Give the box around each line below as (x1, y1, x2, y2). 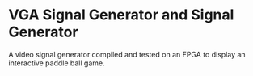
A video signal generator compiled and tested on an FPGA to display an (8, 49, 246, 59)
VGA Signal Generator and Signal (8, 6, 234, 24)
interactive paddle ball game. (8, 58, 105, 68)
